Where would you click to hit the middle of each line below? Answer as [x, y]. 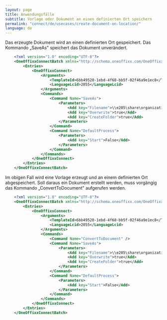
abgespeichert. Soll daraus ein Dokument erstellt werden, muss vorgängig [81, 183]
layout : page [19, 10]
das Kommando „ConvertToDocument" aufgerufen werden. [66, 188]
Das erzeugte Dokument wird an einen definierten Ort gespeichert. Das [78, 42]
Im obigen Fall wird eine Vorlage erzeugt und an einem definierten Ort [77, 177]
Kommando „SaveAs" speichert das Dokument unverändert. [66, 48]
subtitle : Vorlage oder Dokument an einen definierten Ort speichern [79, 19]
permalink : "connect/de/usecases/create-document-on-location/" [73, 24]
